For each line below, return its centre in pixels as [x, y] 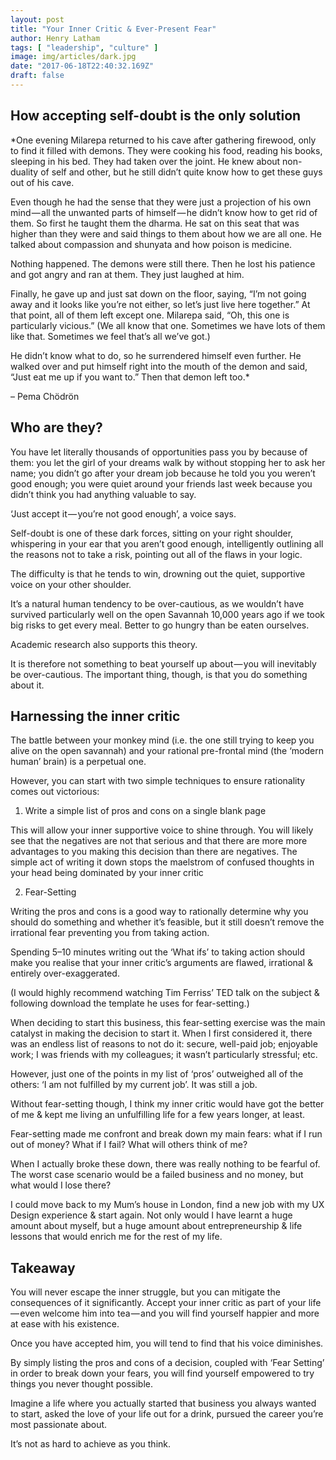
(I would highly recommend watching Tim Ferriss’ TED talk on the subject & [165, 993]
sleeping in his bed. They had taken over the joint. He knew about [145, 161]
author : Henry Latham [55, 38]
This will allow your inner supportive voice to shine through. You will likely [162, 830]
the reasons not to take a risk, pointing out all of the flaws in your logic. [156, 554]
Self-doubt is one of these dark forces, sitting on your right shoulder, [152, 533]
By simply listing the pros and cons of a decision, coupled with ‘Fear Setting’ [167, 1363]
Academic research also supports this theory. [104, 644]
